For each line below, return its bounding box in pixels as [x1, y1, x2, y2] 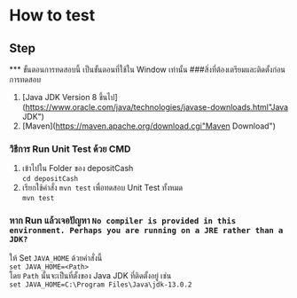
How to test [9, 5, 96, 26]
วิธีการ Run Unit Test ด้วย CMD [9, 143, 131, 155]
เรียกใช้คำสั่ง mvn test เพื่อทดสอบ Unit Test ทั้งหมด [21, 183, 184, 193]
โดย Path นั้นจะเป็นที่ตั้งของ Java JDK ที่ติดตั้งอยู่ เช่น [9, 270, 172, 280]
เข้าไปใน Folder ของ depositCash [21, 163, 134, 174]
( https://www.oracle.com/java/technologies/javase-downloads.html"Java [21, 102, 289, 112]
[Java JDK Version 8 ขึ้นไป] [21, 92, 118, 102]
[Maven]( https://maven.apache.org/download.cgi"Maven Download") [21, 121, 277, 131]
